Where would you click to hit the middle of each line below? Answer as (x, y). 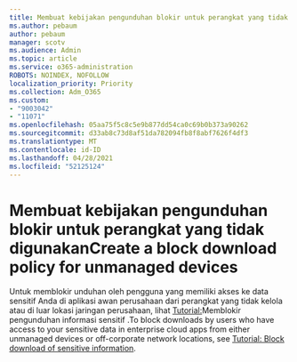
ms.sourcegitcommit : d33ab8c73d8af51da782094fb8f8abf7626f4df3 (129, 133)
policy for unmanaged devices (124, 267)
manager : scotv (37, 42)
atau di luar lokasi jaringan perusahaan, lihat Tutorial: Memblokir (125, 310)
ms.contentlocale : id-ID (55, 149)
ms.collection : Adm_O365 (55, 92)
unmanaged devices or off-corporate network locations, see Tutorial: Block (147, 339)
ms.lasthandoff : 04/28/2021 (61, 158)
